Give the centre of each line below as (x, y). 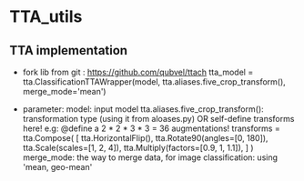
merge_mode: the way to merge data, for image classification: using (150, 157)
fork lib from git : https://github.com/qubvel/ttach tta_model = (138, 72)
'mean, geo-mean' (57, 167)
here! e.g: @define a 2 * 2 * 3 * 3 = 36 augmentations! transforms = (151, 128)
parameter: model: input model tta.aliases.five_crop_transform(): (143, 109)
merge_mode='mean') (64, 91)
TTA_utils (46, 17)
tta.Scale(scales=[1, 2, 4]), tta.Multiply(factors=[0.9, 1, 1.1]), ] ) (138, 148)
